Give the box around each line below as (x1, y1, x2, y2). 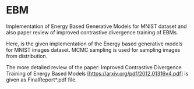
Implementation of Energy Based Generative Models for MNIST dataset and (6, 23, 188, 30)
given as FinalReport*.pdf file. (6, 76, 77, 83)
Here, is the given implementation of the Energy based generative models (6, 40, 183, 47)
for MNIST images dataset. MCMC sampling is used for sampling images (6, 46, 181, 53)
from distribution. (6, 52, 48, 59)
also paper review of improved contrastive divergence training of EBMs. (6, 29, 179, 35)
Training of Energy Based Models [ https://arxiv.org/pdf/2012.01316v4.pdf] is (6, 70, 189, 77)
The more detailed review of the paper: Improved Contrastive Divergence (6, 63, 182, 70)
